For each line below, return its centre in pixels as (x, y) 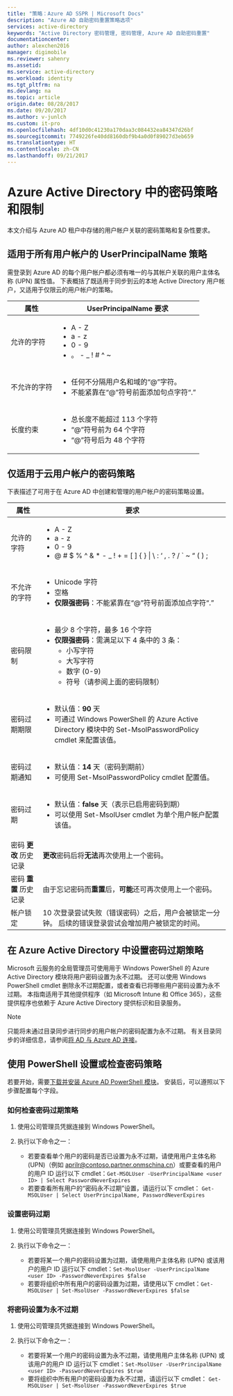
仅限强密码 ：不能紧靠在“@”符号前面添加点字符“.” (134, 603)
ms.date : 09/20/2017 (37, 110)
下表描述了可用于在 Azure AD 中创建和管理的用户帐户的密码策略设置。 (107, 492)
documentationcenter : (38, 40)
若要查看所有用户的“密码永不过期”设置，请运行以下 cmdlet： (114, 1188)
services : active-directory (48, 26)
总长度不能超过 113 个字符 (114, 419)
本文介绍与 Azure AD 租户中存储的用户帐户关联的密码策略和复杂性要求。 (111, 230)
